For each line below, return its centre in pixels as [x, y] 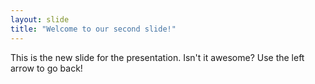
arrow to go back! [46, 68]
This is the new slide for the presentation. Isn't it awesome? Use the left [157, 57]
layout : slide [40, 19]
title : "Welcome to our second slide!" [93, 29]
